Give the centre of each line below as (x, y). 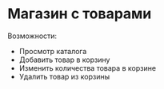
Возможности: (32, 36)
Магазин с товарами (80, 14)
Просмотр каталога (53, 51)
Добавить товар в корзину (64, 60)
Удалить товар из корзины (64, 76)
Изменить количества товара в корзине (88, 68)
